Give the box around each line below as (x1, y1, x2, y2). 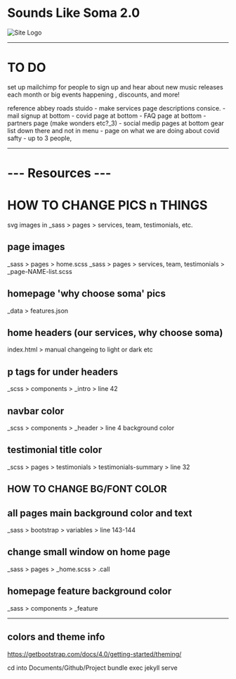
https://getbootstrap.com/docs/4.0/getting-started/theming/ (7, 649, 182, 658)
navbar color (7, 405, 65, 417)
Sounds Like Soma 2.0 (7, 5, 140, 21)
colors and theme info (7, 631, 105, 643)
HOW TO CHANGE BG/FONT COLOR (7, 483, 167, 495)
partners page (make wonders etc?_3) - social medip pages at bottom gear (7, 118, 225, 127)
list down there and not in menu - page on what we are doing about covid (7, 126, 220, 135)
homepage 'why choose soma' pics (7, 287, 166, 300)
